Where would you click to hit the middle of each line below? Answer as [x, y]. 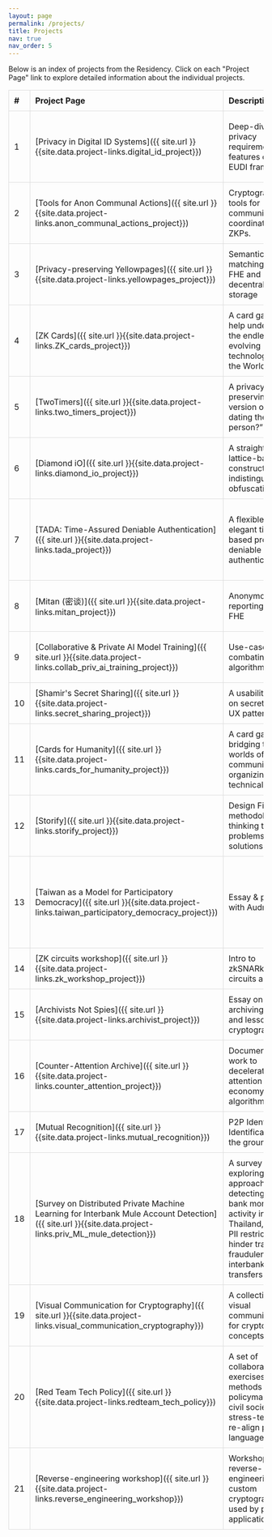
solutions [246, 846]
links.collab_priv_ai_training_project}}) [107, 668]
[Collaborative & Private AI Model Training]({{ [121, 647]
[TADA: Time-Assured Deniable [96, 530]
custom [243, 1489]
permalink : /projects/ [47, 23]
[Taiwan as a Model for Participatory [104, 892]
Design [242, 805]
